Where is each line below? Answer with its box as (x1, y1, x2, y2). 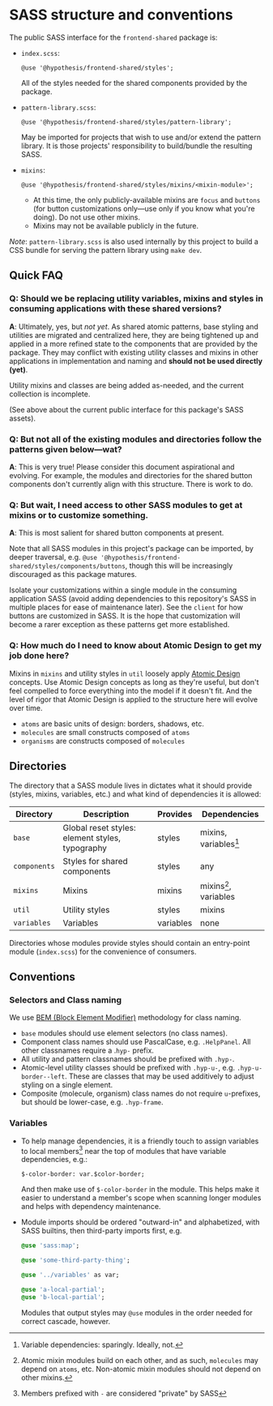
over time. (9, 703, 43, 712)
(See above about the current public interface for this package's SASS (9, 404, 244, 414)
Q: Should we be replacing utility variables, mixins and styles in (9, 293, 264, 305)
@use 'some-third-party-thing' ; (20, 1256, 130, 1265)
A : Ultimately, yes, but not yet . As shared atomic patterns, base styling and (9, 322, 258, 331)
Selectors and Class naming (9, 994, 122, 1006)
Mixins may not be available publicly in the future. (32, 220, 199, 230)
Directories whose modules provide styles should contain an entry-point (9, 938, 250, 947)
